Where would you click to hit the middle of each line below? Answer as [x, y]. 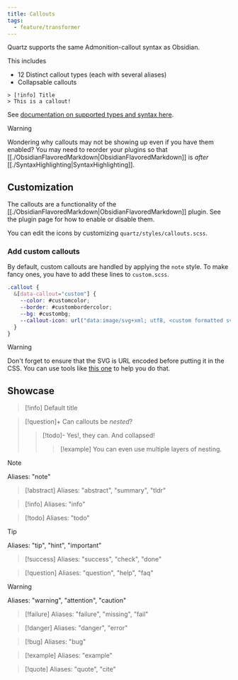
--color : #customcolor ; [55, 301]
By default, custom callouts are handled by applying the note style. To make [118, 267]
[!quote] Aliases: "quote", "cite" [70, 669]
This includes [27, 61]
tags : [15, 21]
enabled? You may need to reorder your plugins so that [87, 150]
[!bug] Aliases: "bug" [55, 642]
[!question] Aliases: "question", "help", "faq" [89, 573]
